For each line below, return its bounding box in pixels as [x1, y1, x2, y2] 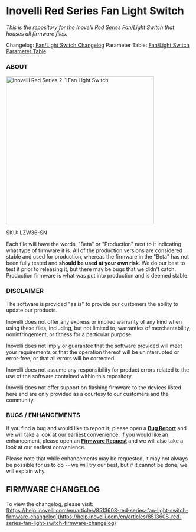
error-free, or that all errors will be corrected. [6, 354, 116, 362]
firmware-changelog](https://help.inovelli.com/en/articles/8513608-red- [6, 513, 182, 520]
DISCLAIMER [6, 287, 44, 295]
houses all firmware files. [6, 30, 68, 37]
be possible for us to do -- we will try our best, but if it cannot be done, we [6, 461, 188, 468]
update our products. [6, 307, 58, 314]
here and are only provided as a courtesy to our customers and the [6, 390, 169, 397]
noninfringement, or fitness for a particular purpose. [6, 330, 133, 338]
